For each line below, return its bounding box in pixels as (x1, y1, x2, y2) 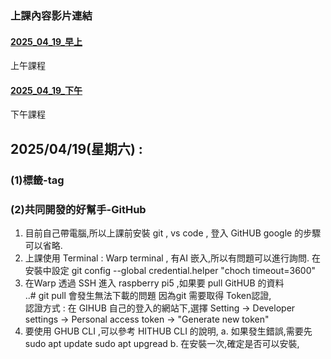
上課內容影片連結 (10, 8, 93, 22)
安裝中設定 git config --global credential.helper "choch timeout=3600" (24, 264, 316, 276)
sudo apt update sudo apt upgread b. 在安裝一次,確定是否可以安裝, (24, 337, 300, 349)
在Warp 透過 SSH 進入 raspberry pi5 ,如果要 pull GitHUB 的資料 (24, 277, 285, 289)
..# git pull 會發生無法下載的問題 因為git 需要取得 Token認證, (24, 289, 272, 301)
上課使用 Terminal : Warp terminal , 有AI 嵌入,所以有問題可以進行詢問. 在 (24, 252, 321, 264)
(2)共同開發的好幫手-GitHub (10, 202, 147, 216)
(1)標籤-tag (10, 173, 65, 187)
